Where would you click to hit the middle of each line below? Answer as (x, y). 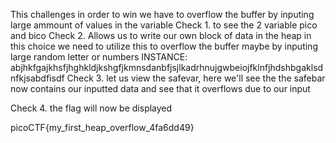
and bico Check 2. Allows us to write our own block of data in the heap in (161, 35)
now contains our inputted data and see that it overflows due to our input (160, 88)
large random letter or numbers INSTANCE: (99, 57)
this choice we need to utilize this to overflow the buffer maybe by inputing (164, 46)
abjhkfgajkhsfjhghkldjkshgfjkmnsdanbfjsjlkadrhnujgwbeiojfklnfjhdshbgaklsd (167, 67)
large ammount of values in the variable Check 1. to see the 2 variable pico (164, 25)
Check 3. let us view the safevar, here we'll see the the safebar (196, 78)
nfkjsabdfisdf (37, 78)
